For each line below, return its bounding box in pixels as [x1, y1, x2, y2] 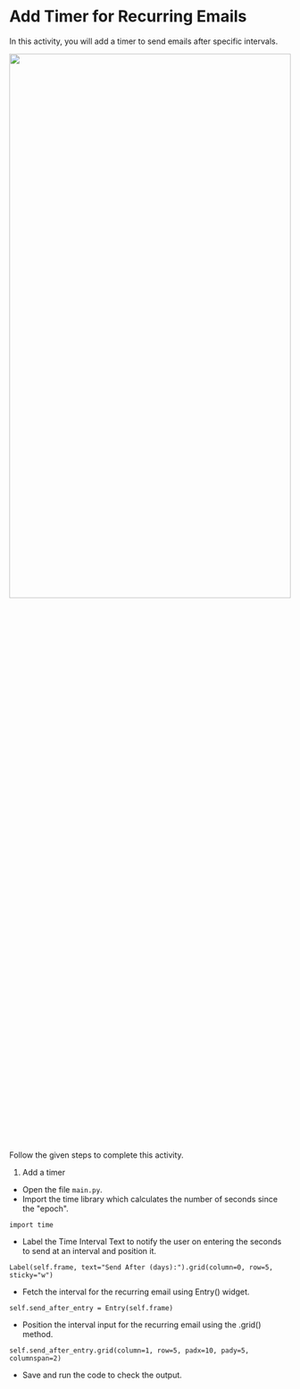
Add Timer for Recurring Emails [9, 6, 247, 27]
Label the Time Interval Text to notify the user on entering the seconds [21, 1235, 282, 1247]
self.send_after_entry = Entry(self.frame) [9, 1303, 174, 1312]
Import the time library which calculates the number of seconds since [21, 1193, 279, 1204]
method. [21, 1328, 54, 1339]
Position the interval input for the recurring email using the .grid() [21, 1319, 262, 1330]
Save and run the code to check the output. [21, 1369, 183, 1380]
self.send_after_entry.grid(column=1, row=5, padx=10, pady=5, [9, 1346, 250, 1355]
